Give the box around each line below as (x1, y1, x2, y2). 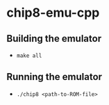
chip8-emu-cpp (6, 5, 100, 21)
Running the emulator (6, 71, 102, 83)
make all (16, 52, 42, 59)
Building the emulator (6, 33, 102, 45)
